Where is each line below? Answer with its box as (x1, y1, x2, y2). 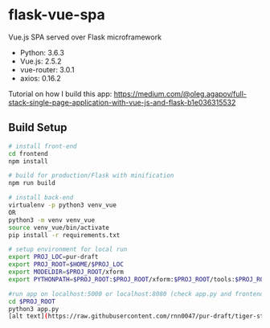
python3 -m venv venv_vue (8, 215, 95, 224)
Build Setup (8, 121, 67, 134)
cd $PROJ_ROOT (8, 297, 56, 305)
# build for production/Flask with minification (8, 171, 174, 180)
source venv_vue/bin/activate (8, 223, 110, 232)
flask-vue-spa (8, 6, 106, 24)
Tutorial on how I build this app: (8, 88, 112, 98)
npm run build (8, 179, 56, 187)
